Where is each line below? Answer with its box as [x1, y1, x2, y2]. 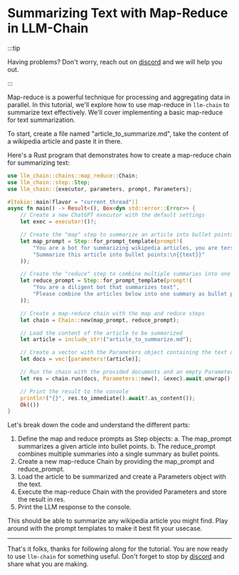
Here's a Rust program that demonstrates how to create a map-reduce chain [7, 151, 232, 159]
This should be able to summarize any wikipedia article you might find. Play [7, 517, 228, 525]
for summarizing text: [7, 158, 70, 167]
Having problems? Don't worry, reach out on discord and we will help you [7, 57, 223, 66]
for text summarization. [7, 116, 76, 124]
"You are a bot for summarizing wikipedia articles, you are [33, 244, 218, 251]
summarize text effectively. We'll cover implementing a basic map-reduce [7, 108, 223, 116]
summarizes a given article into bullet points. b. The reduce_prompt [17, 442, 216, 451]
